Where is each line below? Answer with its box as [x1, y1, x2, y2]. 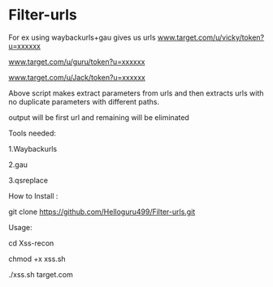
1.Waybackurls [8, 143, 58, 153]
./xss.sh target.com [8, 269, 73, 279]
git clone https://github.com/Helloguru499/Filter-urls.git [8, 207, 196, 216]
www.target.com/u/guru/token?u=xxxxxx [8, 57, 145, 66]
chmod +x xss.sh [8, 254, 67, 263]
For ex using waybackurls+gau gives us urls [8, 32, 156, 42]
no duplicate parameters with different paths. [8, 96, 160, 106]
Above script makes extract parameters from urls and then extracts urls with [8, 88, 264, 98]
